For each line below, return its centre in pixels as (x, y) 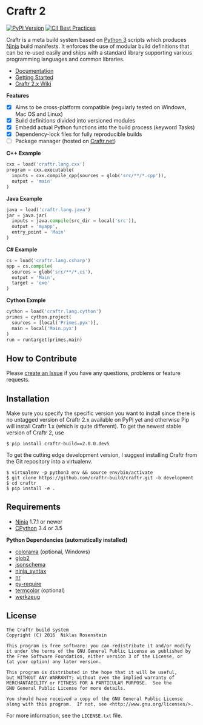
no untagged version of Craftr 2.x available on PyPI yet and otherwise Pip (98, 420)
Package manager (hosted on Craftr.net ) (65, 141)
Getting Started (34, 77)
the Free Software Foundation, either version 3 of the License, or (95, 656)
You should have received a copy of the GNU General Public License (95, 699)
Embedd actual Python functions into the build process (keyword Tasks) (105, 127)
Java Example (24, 198)
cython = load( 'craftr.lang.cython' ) (54, 312)
